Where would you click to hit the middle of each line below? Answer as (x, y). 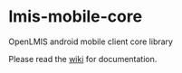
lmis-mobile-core (75, 17)
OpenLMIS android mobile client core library (91, 41)
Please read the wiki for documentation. (83, 59)
